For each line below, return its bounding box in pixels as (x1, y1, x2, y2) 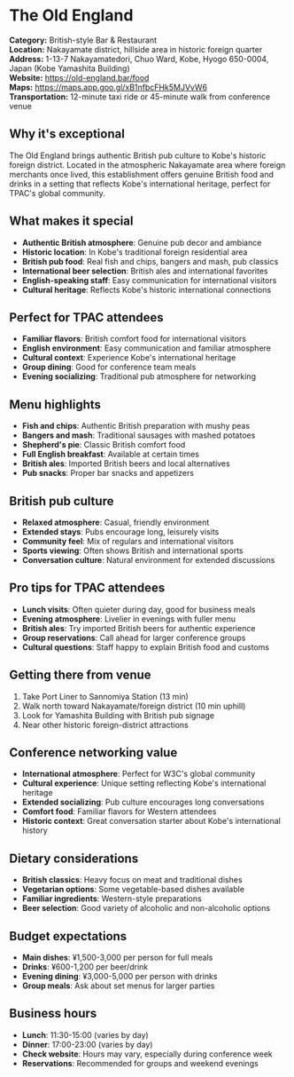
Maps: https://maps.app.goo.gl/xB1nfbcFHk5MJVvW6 (9, 82, 208, 92)
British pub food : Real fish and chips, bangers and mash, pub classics (21, 256, 279, 266)
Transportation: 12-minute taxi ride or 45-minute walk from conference (9, 91, 271, 102)
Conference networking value (9, 745, 178, 760)
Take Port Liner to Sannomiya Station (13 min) (21, 691, 189, 701)
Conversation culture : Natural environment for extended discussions (21, 555, 275, 565)
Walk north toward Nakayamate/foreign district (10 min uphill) (21, 701, 246, 711)
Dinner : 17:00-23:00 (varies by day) (21, 1039, 153, 1049)
